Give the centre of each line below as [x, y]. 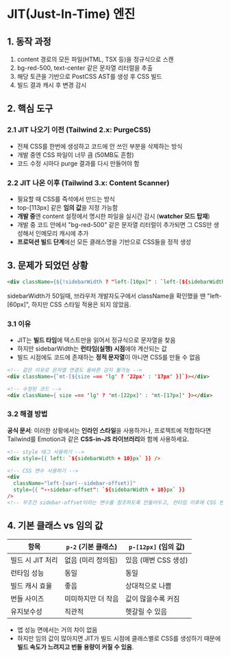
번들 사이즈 [27, 599]
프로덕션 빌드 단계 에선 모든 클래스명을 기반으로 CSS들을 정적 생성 [104, 241]
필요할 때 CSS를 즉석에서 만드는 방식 [66, 199]
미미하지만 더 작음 [92, 599]
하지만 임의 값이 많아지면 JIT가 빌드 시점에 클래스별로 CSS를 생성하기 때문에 [119, 638]
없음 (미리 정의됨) [91, 560]
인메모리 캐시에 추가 [62, 233]
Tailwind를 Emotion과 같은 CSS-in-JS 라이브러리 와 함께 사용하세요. [98, 439]
